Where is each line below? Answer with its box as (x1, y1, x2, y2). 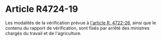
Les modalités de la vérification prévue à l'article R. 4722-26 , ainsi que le (5, 20, 156, 26)
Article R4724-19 (5, 3, 78, 15)
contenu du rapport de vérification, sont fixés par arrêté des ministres (5, 25, 150, 31)
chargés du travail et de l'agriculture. (5, 30, 82, 36)
